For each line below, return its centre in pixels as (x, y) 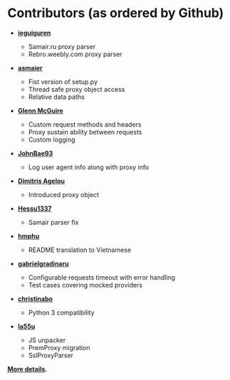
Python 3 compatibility (61, 312)
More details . (27, 369)
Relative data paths (57, 97)
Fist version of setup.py (63, 81)
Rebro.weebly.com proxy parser (75, 54)
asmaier (30, 68)
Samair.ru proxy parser (62, 46)
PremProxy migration (59, 347)
